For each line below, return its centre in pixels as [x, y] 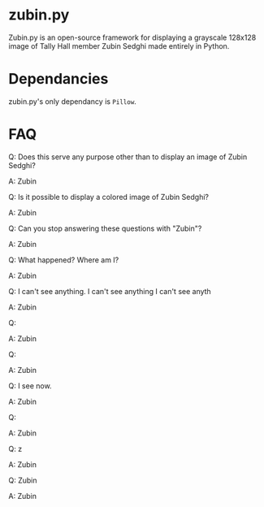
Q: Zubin [23, 480]
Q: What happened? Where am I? [64, 260]
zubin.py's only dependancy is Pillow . [72, 101]
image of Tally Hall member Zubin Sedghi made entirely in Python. [119, 45]
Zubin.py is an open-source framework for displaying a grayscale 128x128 [132, 37]
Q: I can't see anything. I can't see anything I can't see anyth [110, 291]
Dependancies [58, 79]
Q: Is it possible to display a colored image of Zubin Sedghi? [109, 197]
